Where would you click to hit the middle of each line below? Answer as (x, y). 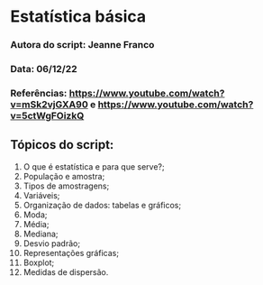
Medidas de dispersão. (66, 271)
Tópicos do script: (62, 145)
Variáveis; (41, 195)
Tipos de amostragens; (66, 186)
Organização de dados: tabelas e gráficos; (102, 205)
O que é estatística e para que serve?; (94, 166)
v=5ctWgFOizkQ (47, 115)
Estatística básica (78, 17)
